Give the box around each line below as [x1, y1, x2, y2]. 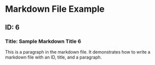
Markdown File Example [5, 3, 104, 15]
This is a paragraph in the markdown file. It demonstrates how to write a [5, 49, 151, 55]
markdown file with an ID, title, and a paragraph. [5, 54, 102, 60]
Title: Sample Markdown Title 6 [5, 38, 81, 45]
